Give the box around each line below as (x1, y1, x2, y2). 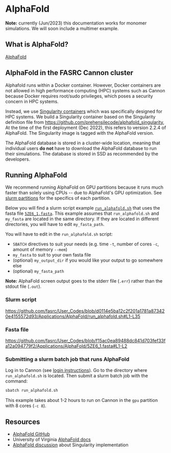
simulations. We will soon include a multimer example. (5, 25, 119, 31)
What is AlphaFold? (5, 40, 69, 49)
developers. (5, 156, 31, 162)
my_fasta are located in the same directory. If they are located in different (5, 216, 159, 222)
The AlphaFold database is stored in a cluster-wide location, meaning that (5, 140, 161, 146)
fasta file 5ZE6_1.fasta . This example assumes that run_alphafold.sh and (5, 210, 159, 217)
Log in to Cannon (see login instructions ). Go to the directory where (5, 367, 148, 373)
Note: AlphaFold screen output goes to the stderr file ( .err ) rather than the (5, 278, 163, 284)
